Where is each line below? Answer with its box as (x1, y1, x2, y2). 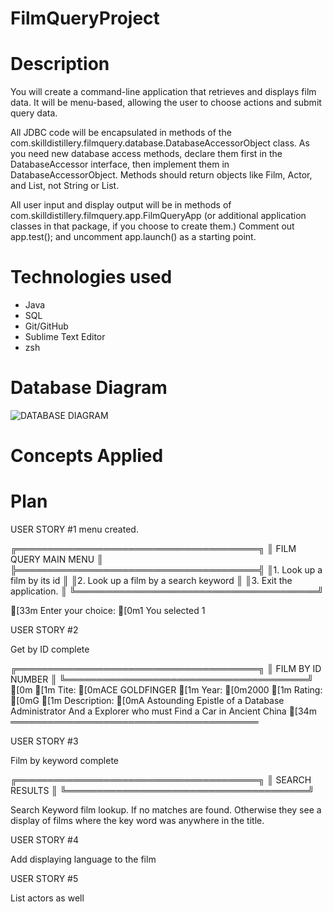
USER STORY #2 (10, 624, 79, 636)
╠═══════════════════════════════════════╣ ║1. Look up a (10, 564, 323, 576)
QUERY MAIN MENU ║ (10, 553, 104, 566)
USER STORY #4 (10, 834, 80, 846)
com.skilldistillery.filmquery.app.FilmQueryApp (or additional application (10, 210, 307, 222)
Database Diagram (10, 377, 168, 399)
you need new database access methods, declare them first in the (10, 148, 283, 160)
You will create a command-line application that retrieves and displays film (10, 86, 317, 98)
